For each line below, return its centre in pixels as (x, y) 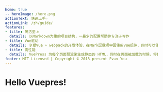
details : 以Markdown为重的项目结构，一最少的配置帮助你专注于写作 (69, 37)
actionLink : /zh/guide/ (29, 23)
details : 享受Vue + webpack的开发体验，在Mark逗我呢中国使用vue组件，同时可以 (82, 45)
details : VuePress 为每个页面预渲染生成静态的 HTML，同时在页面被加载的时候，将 (83, 54)
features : (15, 27)
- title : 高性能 (20, 50)
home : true (16, 9)
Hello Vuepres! (36, 83)
